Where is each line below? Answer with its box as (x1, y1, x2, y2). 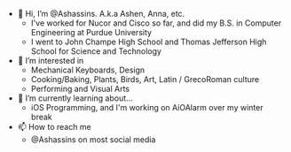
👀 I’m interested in (17, 56, 84, 65)
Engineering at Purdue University (30, 27, 153, 37)
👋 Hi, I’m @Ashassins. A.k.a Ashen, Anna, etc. (17, 9, 185, 19)
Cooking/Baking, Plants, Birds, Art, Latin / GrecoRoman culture (30, 74, 260, 84)
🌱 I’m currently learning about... (17, 93, 133, 103)
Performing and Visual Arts (30, 84, 130, 94)
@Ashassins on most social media (30, 134, 156, 145)
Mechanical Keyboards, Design (30, 65, 145, 75)
